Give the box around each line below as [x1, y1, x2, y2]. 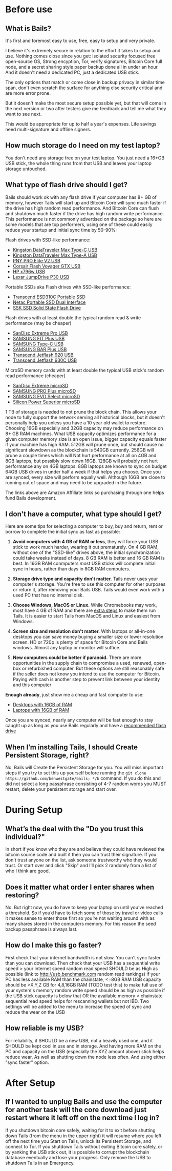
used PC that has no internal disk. [12, 592, 84, 598]
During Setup [5, 804, 63, 816]
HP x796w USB [12, 268, 45, 275]
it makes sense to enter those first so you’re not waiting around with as [5, 915, 155, 921]
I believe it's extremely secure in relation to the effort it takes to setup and [5, 48, 161, 53]
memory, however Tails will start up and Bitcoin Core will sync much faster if [5, 199, 166, 206]
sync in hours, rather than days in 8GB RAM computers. [12, 566, 131, 572]
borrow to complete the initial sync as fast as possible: [5, 529, 120, 535]
